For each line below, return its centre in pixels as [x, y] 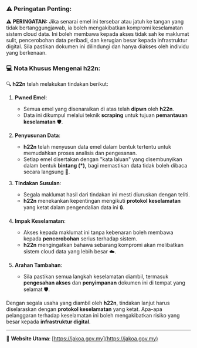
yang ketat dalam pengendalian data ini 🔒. [74, 207]
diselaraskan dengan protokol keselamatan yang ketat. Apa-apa [84, 309]
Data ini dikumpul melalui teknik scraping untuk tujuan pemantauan [105, 115]
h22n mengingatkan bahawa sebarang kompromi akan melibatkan [103, 245]
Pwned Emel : [31, 97]
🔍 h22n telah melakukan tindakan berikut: [57, 83]
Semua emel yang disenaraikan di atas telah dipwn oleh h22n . [99, 109]
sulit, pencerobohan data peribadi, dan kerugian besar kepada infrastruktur [97, 41]
